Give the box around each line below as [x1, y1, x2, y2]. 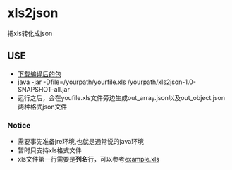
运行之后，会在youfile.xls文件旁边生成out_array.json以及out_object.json [17, 93, 226, 102]
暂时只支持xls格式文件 [17, 146, 83, 154]
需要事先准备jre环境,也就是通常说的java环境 [17, 138, 145, 146]
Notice [7, 120, 31, 130]
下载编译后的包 [17, 69, 61, 78]
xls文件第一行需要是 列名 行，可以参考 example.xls [17, 155, 160, 164]
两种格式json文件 [17, 102, 68, 111]
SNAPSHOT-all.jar [17, 85, 71, 93]
